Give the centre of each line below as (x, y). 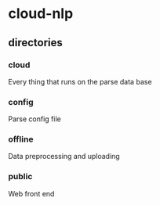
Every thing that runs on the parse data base (80, 81)
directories (35, 43)
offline (21, 139)
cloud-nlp (41, 14)
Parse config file (35, 119)
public (20, 177)
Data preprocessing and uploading (64, 156)
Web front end (31, 193)
